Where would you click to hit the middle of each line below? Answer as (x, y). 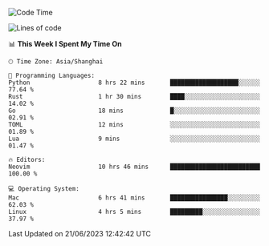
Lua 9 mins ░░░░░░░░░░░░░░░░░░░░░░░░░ (134, 139)
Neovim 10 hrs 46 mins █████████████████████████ (134, 167)
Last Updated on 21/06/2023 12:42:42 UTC (79, 234)
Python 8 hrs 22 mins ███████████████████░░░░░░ (134, 83)
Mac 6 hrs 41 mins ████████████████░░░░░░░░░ (134, 198)
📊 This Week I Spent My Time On (65, 44)
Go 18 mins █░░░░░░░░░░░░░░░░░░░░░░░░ (134, 111)
